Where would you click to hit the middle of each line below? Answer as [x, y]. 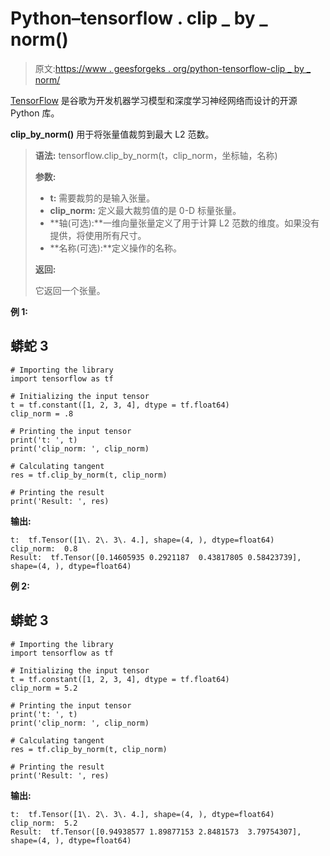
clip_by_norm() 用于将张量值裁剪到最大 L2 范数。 [112, 134]
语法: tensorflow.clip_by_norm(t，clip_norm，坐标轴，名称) [156, 155]
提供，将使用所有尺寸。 [98, 235]
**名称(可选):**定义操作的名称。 [115, 248]
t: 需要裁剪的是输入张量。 [102, 198]
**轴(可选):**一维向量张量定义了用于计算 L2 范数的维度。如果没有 [184, 223]
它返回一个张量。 [70, 290]
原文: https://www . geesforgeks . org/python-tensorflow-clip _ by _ [173, 68]
